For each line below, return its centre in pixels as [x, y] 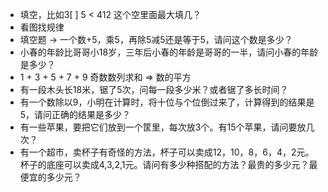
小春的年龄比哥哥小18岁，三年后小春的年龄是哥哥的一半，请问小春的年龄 [169, 52]
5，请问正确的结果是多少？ [75, 114]
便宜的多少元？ [50, 177]
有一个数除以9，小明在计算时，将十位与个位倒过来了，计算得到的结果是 [167, 102]
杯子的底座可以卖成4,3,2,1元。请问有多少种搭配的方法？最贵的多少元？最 [168, 164]
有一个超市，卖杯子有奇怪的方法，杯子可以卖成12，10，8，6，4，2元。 [167, 152]
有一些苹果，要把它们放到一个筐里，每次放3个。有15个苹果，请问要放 [163, 127]
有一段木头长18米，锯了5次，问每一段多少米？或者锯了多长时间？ [154, 89]
